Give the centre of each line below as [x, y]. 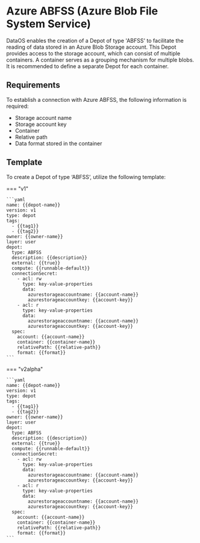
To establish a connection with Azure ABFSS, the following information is [96, 99]
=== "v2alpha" [25, 369]
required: [17, 106]
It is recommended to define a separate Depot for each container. [87, 66]
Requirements [33, 85]
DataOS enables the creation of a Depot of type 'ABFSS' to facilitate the [95, 40]
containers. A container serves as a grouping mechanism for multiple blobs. [100, 60]
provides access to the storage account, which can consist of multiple [93, 53]
